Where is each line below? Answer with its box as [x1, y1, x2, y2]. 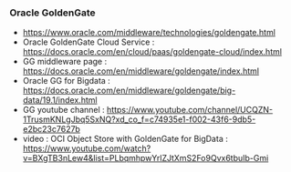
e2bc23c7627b [22, 124, 80, 135]
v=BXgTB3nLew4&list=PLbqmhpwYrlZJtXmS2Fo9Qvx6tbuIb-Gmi [22, 153, 269, 164]
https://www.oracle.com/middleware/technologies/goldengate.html [22, 27, 276, 38]
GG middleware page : [22, 56, 108, 67]
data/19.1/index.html [22, 95, 98, 106]
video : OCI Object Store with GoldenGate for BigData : [22, 134, 228, 145]
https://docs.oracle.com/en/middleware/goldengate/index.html [22, 66, 260, 76]
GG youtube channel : [22, 105, 105, 116]
